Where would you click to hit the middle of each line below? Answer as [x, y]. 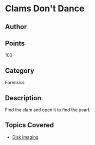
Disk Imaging [25, 137]
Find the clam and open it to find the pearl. [48, 110]
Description [23, 98]
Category [20, 71]
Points [15, 43]
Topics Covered [29, 125]
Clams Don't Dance [45, 9]
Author [16, 27]
